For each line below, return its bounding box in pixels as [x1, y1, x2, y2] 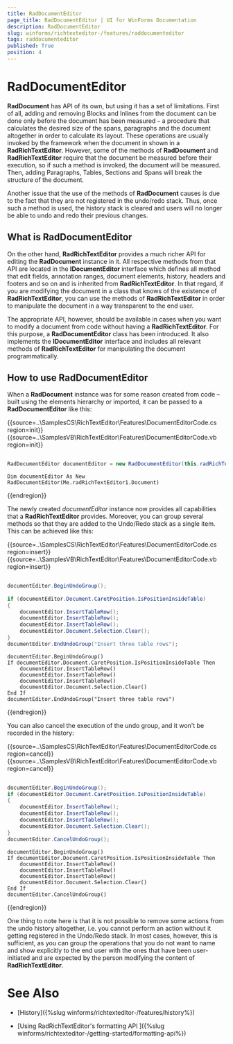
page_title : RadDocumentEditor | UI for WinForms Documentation [7, 17, 197, 24]
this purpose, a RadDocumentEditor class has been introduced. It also [7, 329, 209, 338]
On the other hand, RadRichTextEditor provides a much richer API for [7, 249, 206, 258]
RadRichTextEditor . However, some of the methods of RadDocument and [7, 146, 218, 154]
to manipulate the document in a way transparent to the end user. [7, 301, 194, 310]
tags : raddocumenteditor [7, 36, 79, 43]
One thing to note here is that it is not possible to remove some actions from [7, 916, 224, 925]
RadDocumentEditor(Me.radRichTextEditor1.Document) [7, 479, 159, 486]
